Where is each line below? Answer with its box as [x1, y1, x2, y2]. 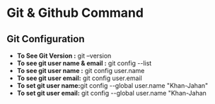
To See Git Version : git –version [16, 51, 112, 60]
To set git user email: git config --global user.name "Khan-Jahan [16, 89, 207, 97]
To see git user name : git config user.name [16, 67, 145, 74]
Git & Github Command [6, 5, 144, 21]
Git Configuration [6, 33, 85, 45]
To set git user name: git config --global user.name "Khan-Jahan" [16, 82, 209, 89]
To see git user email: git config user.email [16, 74, 142, 82]
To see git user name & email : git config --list [16, 59, 152, 67]
